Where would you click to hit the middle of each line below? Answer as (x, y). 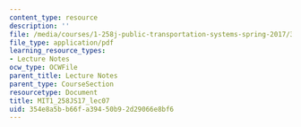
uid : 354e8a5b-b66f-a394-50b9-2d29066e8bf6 (92, 109)
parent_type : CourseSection (62, 84)
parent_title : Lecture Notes (64, 76)
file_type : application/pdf (62, 42)
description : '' (39, 26)
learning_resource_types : (57, 51)
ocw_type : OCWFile (43, 68)
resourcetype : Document (54, 92)
